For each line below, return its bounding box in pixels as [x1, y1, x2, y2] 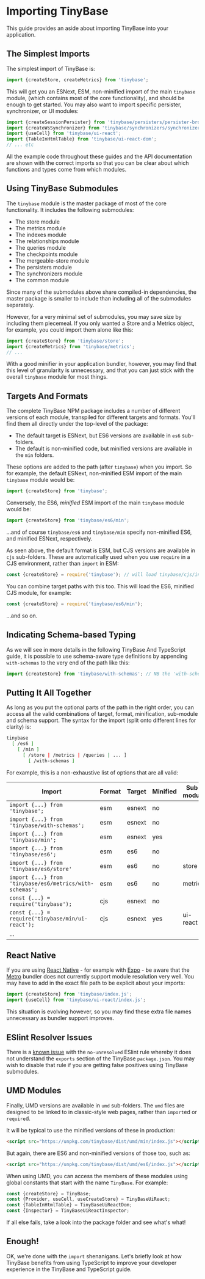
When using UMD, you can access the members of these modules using [6, 1172, 188, 1179]
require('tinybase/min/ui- [9, 915, 88, 922]
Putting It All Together [6, 687, 92, 698]
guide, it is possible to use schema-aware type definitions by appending [6, 652, 188, 660]
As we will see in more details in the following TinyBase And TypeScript [6, 646, 186, 653]
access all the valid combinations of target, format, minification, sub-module [6, 710, 198, 718]
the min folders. [15, 451, 54, 459]
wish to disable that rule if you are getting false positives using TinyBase [6, 1062, 188, 1068]
